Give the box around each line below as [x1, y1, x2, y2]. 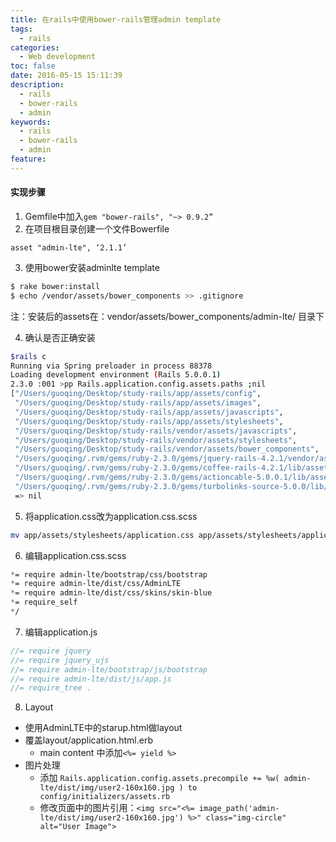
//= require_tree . [10, 683, 92, 693]
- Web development [19, 52, 97, 62]
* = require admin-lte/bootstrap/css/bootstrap [10, 569, 208, 580]
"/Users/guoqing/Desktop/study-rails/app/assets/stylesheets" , [14, 416, 284, 426]
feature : [10, 154, 47, 164]
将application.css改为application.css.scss [24, 510, 198, 522]
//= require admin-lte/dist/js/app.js [10, 674, 172, 684]
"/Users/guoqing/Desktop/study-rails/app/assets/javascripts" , [14, 407, 284, 417]
